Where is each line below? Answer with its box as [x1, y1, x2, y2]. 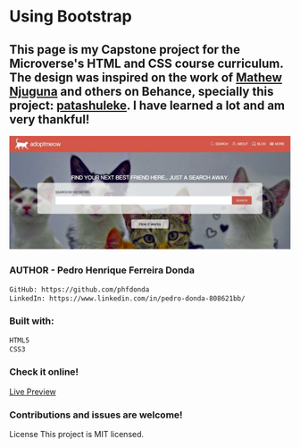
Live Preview [9, 386, 56, 397]
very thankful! [9, 112, 90, 127]
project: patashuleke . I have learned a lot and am [9, 97, 286, 113]
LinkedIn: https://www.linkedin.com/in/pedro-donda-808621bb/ [9, 294, 246, 303]
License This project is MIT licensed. [9, 428, 145, 439]
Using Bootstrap [9, 6, 132, 27]
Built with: [9, 315, 54, 327]
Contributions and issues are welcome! [9, 409, 183, 421]
